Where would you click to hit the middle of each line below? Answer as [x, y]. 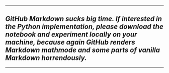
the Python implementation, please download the [84, 27]
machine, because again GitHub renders [70, 42]
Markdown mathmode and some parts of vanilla [82, 50]
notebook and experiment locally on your [71, 35]
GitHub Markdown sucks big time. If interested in [84, 19]
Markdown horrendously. [46, 58]
